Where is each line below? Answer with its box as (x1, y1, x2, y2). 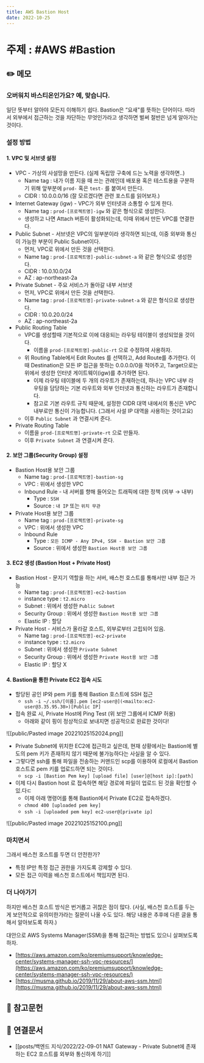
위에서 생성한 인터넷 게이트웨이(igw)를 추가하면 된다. (24, 369, 150, 376)
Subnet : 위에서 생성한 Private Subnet (24, 645, 118, 652)
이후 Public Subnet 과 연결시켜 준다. (24, 415, 112, 422)
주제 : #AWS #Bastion (6, 43, 116, 57)
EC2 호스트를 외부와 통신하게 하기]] (26, 1050, 111, 1058)
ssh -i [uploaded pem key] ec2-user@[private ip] (24, 809, 153, 815)
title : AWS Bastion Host (6, 9, 69, 15)
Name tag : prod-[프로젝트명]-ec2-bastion (24, 588, 127, 596)
